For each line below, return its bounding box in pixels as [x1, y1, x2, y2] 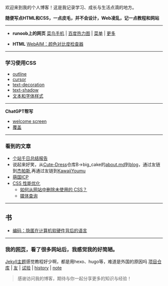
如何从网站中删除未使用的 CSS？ [19, 186, 87, 192]
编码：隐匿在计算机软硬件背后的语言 [12, 227, 87, 234]
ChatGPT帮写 [5, 108, 33, 114]
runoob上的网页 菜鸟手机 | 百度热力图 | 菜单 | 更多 [12, 31, 116, 36]
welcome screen [12, 118, 47, 124]
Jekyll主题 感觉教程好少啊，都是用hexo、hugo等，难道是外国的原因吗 [5, 258, 147, 264]
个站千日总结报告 [12, 155, 48, 161]
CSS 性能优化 [12, 180, 40, 186]
